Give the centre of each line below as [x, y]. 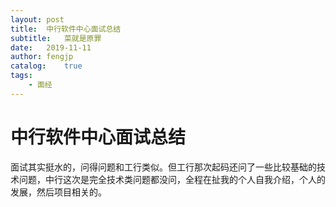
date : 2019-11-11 [51, 47]
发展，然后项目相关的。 [58, 192]
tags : [21, 76]
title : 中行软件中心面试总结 [66, 29]
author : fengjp [42, 57]
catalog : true [46, 66]
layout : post [37, 19]
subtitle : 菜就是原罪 [56, 38]
